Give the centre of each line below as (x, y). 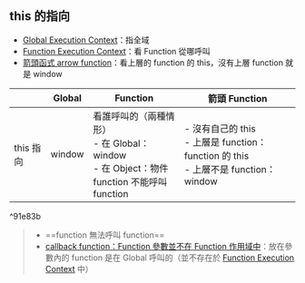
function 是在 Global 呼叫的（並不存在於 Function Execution (183, 258)
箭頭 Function (237, 98)
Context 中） (69, 268)
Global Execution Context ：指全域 (86, 40)
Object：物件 (141, 168)
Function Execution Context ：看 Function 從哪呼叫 (117, 51)
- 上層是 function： (225, 141)
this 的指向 (40, 16)
